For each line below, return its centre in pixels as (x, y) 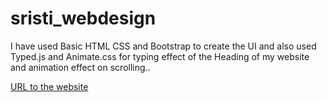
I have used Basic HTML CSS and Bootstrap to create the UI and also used (163, 46)
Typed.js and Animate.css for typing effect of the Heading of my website (160, 56)
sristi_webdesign (83, 18)
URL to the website (49, 86)
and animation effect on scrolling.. (80, 67)
